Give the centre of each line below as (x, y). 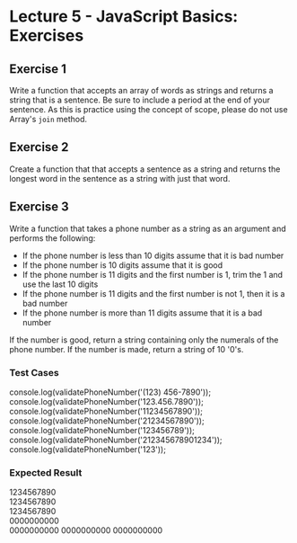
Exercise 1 (38, 69)
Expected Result (46, 472)
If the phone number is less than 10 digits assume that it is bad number (153, 255)
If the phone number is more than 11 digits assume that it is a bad (142, 313)
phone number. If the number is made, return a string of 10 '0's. (127, 349)
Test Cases (35, 372)
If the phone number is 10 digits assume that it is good (122, 265)
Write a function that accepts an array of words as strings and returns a (141, 90)
